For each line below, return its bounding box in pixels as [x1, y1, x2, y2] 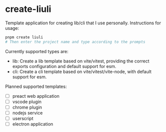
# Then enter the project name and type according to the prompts [5, 39, 146, 44]
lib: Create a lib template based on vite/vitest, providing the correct [12, 58, 150, 64]
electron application [12, 121, 54, 127]
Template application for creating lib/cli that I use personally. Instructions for [5, 20, 162, 26]
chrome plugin [12, 104, 42, 110]
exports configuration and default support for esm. [12, 63, 117, 69]
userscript [12, 115, 34, 121]
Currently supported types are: [5, 48, 69, 54]
